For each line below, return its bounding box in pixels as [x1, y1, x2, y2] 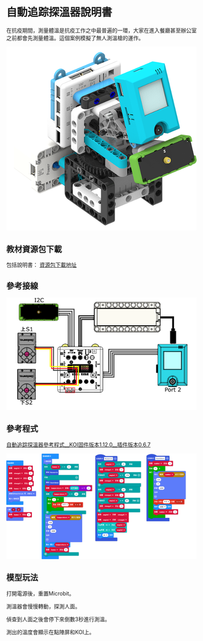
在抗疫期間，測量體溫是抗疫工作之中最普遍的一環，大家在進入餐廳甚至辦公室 [6, 27, 197, 34]
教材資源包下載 [6, 244, 62, 254]
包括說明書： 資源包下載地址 [6, 261, 77, 268]
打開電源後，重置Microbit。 [6, 590, 75, 597]
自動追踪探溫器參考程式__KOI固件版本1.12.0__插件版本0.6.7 [6, 440, 151, 448]
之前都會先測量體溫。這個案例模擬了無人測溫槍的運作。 [6, 34, 144, 41]
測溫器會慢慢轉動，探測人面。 [6, 602, 80, 609]
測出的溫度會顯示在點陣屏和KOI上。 [6, 628, 95, 636]
